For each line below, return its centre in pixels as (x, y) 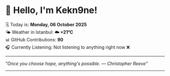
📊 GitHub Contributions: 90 (34, 39)
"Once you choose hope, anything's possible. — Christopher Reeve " (77, 63)
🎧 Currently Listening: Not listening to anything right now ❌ (68, 47)
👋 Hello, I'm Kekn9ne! (51, 10)
